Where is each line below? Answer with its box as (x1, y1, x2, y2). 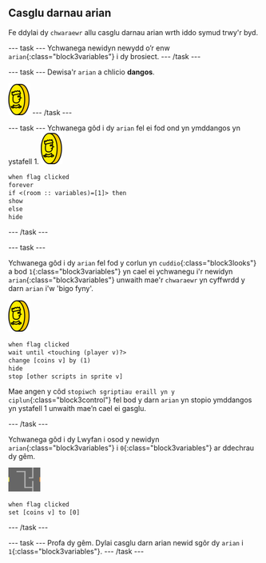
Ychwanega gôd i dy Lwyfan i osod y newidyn (8, 434, 160, 444)
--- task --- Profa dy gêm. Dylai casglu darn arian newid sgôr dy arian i (8, 537, 244, 547)
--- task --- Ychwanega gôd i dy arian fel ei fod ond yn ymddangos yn (8, 123, 241, 133)
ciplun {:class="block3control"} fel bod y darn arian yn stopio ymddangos (8, 395, 252, 405)
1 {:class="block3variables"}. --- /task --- (8, 546, 145, 556)
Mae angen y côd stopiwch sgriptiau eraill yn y (8, 386, 176, 396)
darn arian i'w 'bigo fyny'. (8, 283, 94, 293)
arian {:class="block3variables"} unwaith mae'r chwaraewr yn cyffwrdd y (8, 275, 245, 285)
